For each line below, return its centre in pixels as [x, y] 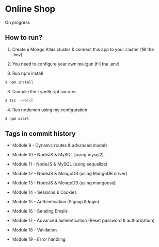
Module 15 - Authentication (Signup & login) [56, 202]
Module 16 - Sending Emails [40, 211]
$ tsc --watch [19, 100]
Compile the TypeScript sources [44, 91]
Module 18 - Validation [34, 230]
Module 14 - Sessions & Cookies [44, 192]
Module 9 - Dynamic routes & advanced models [60, 145]
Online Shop [30, 9]
